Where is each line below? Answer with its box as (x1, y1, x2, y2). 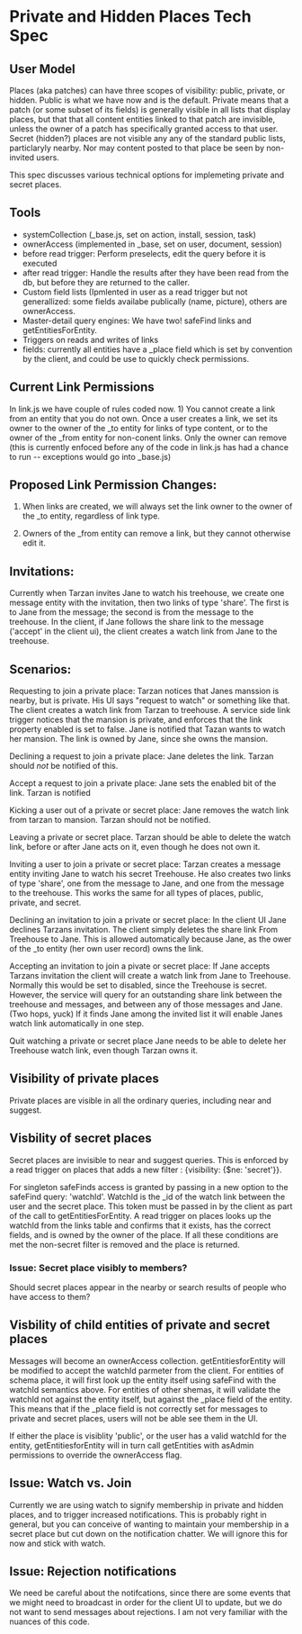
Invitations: (9, 564, 75, 579)
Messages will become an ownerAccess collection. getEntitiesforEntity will (9, 1355, 286, 1366)
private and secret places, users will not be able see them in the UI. (9, 1413, 259, 1423)
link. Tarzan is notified (9, 788, 92, 799)
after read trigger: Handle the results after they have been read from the (22, 267, 289, 278)
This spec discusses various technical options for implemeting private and (9, 169, 285, 180)
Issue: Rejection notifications (9, 1564, 177, 1579)
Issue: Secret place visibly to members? (9, 1261, 188, 1274)
